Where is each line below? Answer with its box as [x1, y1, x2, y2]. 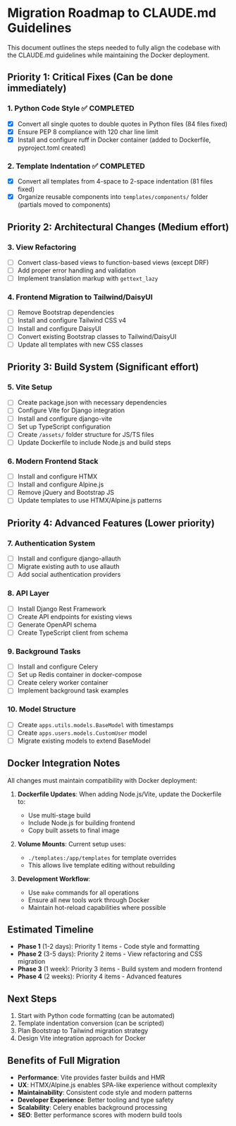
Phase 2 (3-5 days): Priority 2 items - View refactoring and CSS [17, 950, 203, 958]
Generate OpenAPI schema [17, 620, 97, 629]
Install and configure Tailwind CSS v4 [17, 316, 127, 325]
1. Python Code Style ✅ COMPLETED [7, 104, 135, 114]
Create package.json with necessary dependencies [17, 398, 167, 407]
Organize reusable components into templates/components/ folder [17, 193, 209, 201]
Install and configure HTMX [17, 472, 97, 481]
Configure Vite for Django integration [17, 406, 125, 414]
